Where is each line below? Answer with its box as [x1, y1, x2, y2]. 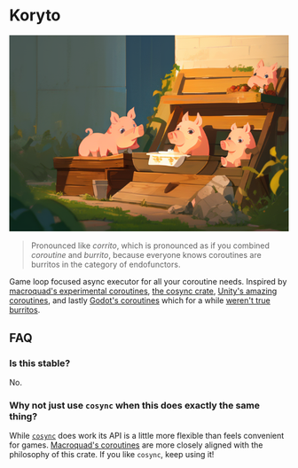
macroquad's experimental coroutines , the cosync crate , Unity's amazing [9, 285, 278, 297]
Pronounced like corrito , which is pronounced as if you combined [30, 240, 271, 251]
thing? [9, 410, 38, 422]
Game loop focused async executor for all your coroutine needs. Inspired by [9, 277, 287, 287]
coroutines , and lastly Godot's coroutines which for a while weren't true [9, 295, 271, 306]
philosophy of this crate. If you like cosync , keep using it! [9, 449, 215, 460]
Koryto [9, 5, 61, 26]
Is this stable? [9, 356, 71, 369]
